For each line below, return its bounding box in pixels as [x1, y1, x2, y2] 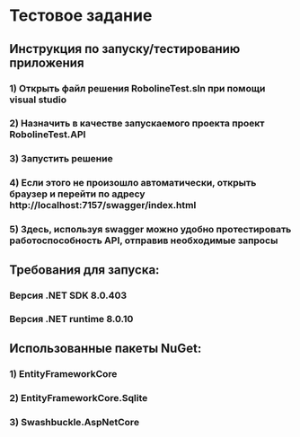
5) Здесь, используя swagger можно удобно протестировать [9, 223, 292, 236]
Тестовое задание [9, 5, 153, 26]
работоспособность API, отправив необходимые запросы [9, 234, 278, 247]
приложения [9, 55, 84, 70]
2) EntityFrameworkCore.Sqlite [9, 391, 148, 404]
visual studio [9, 93, 67, 106]
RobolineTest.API [9, 128, 86, 141]
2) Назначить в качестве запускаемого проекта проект [9, 118, 265, 130]
